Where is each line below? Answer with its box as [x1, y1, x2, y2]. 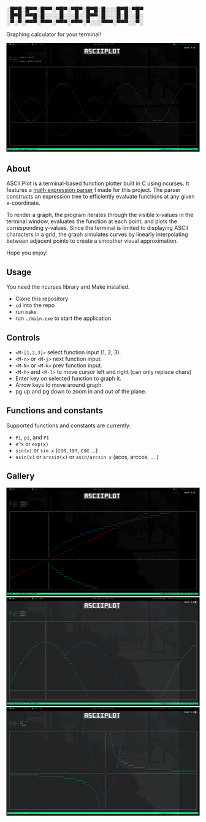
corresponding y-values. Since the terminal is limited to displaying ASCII [6, 224, 189, 232]
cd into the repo [15, 302, 55, 309]
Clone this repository [15, 295, 69, 303]
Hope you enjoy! [6, 249, 48, 257]
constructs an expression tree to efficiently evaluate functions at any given [6, 193, 195, 200]
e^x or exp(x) [15, 440, 49, 447]
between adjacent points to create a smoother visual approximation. [6, 237, 178, 245]
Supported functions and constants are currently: [6, 422, 131, 429]
